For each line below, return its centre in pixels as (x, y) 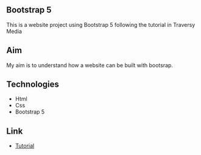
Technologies (33, 85)
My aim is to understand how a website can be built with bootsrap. (90, 65)
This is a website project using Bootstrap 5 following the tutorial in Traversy (101, 24)
